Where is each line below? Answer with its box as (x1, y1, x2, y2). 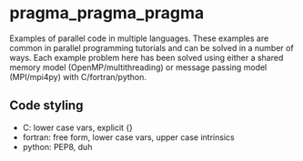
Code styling (9, 98, 84, 114)
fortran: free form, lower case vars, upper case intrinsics (22, 131, 235, 143)
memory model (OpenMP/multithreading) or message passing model (9, 62, 268, 73)
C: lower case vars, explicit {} (22, 122, 134, 133)
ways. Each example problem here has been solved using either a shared (9, 52, 284, 63)
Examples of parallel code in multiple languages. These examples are (9, 33, 269, 44)
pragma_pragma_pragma (9, 3, 205, 24)
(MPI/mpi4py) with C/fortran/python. (9, 71, 147, 82)
